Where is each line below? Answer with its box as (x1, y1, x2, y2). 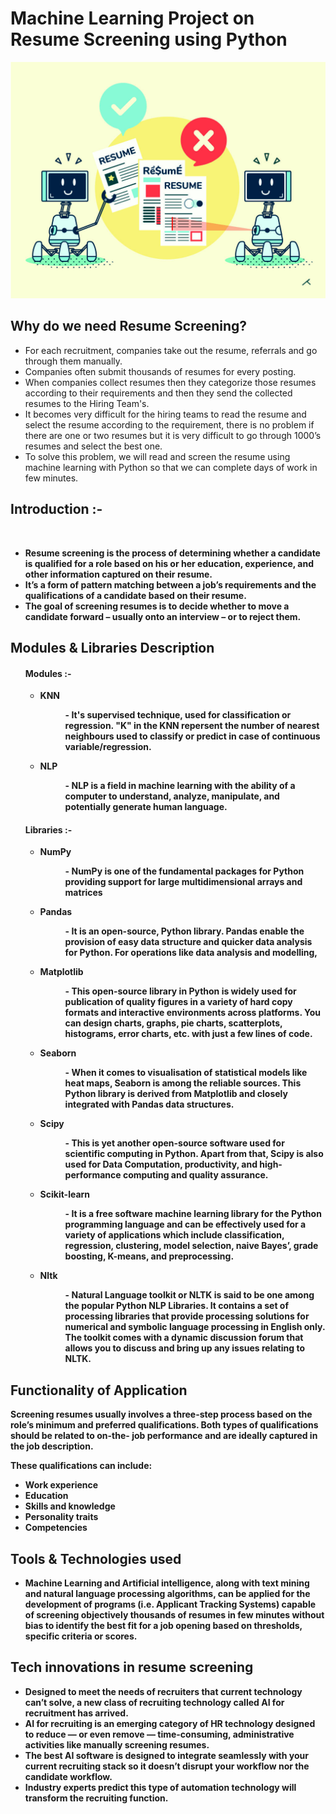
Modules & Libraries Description (10, 639, 215, 656)
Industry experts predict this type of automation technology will (24, 1781, 297, 1793)
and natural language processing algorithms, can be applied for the (24, 1587, 311, 1599)
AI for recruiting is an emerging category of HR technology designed (24, 1717, 316, 1729)
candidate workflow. (24, 1770, 113, 1782)
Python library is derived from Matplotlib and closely (64, 1088, 288, 1100)
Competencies (24, 1522, 88, 1534)
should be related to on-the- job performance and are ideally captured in (10, 1430, 318, 1442)
